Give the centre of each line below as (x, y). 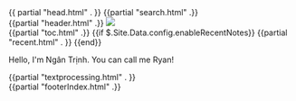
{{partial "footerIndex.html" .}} (65, 87)
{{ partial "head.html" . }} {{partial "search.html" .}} (103, 12)
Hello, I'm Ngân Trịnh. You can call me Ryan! (91, 60)
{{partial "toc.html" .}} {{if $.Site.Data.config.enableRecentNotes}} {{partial (148, 32)
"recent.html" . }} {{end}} (55, 42)
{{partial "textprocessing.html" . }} (72, 77)
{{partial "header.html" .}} (57, 23)
